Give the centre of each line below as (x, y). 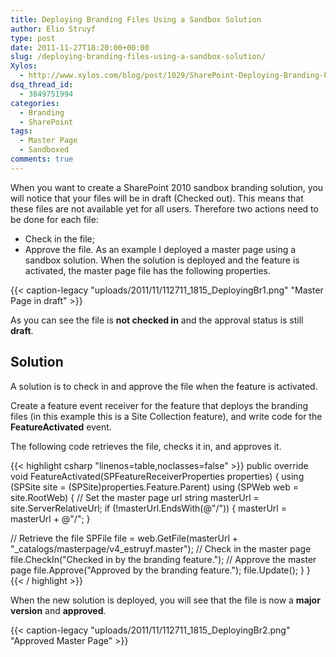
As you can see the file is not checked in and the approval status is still (157, 320)
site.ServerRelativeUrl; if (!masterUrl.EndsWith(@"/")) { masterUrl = (148, 508)
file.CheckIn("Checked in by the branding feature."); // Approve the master (163, 559)
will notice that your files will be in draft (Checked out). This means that (157, 198)
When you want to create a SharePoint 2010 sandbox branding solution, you (167, 187)
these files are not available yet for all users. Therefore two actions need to (164, 208)
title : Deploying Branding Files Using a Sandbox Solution (136, 19)
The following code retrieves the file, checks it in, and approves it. (146, 446)
